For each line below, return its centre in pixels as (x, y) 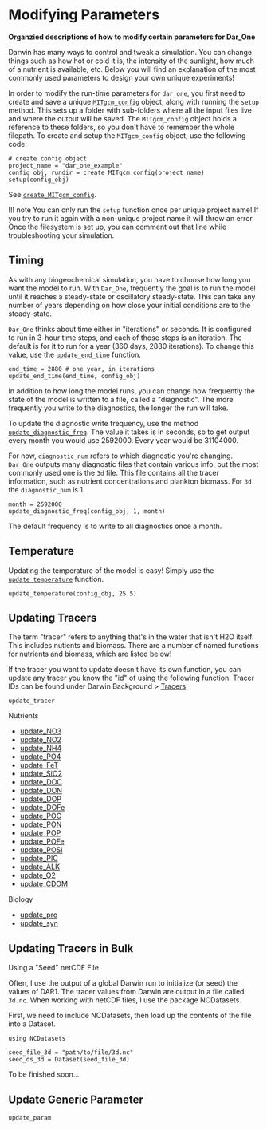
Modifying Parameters (84, 15)
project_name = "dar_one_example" (66, 165)
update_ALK (40, 867)
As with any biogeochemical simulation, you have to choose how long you (130, 279)
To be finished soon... (44, 1074)
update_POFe (42, 842)
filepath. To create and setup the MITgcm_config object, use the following (127, 135)
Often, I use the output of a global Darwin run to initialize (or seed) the (123, 983)
